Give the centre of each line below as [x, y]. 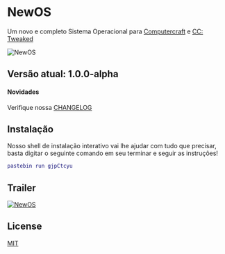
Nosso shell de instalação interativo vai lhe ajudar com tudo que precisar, [112, 146]
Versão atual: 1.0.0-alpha [63, 74]
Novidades [23, 92]
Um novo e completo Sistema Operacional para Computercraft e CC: [105, 31]
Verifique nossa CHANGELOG [50, 107]
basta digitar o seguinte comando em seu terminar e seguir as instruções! [113, 153]
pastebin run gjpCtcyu [40, 166]
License [25, 227]
